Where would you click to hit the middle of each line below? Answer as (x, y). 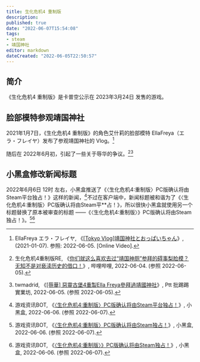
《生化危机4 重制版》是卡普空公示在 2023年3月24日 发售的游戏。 (87, 97)
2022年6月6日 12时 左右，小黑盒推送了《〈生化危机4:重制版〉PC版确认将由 (98, 190)
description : (22, 17)
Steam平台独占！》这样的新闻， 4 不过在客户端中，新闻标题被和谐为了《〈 (95, 197)
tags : (13, 34)
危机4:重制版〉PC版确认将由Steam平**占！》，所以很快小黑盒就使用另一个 (102, 205)
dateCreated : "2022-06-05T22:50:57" (51, 56)
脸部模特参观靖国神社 (45, 118)
